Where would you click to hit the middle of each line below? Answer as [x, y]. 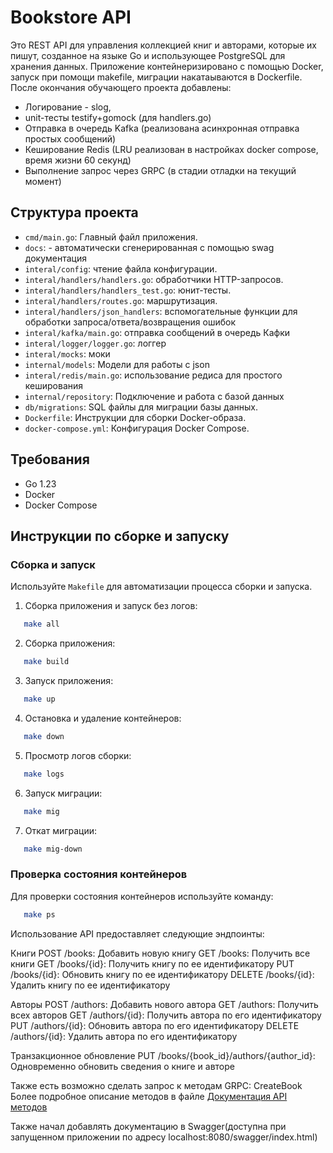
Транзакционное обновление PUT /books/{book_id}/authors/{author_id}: [163, 1055]
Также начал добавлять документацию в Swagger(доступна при [148, 1126]
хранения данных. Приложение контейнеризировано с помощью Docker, [167, 66]
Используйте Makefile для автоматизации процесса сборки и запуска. [161, 587]
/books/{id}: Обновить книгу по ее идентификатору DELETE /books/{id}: [162, 974]
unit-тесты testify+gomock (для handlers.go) [118, 117]
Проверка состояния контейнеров [99, 874]
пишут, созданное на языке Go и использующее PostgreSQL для [148, 55]
